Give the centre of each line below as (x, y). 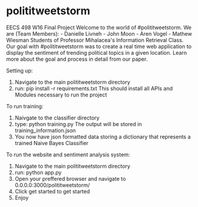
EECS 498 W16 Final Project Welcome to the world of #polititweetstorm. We (99, 27)
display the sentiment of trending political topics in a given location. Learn (97, 52)
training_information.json (45, 130)
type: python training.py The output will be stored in (78, 124)
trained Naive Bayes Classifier (51, 143)
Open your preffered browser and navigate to (70, 178)
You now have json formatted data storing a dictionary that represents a (103, 137)
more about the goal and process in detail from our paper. (77, 59)
